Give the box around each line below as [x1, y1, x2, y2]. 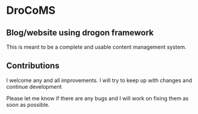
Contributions [6, 61, 60, 71]
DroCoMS [6, 4, 56, 17]
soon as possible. [6, 101, 50, 108]
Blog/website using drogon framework [6, 28, 154, 38]
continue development [6, 83, 62, 90]
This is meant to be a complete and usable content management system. [6, 43, 187, 50]
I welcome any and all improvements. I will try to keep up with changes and [6, 76, 193, 84]
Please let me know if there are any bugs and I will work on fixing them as [6, 94, 189, 102]
